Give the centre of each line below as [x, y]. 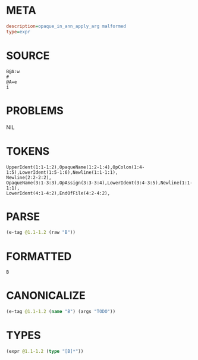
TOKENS [28, 151]
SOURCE [28, 56]
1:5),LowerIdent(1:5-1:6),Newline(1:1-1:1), [62, 172]
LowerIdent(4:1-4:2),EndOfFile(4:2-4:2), [58, 193]
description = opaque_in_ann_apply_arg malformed [66, 26]
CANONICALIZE [46, 296]
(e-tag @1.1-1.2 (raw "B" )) [41, 233]
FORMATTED [39, 256]
